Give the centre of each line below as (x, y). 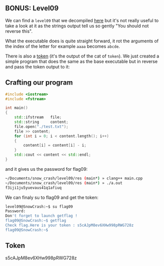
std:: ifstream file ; (38, 117)
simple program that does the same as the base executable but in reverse (81, 61)
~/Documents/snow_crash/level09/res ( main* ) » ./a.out (64, 183)
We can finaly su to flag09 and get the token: (52, 197)
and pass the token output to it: (37, 66)
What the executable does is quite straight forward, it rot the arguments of (82, 41)
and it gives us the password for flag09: (47, 169)
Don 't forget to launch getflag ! (42, 216)
